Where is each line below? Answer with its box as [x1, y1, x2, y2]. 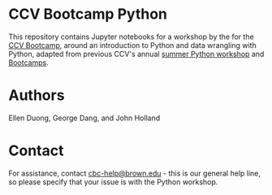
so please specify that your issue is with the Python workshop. [8, 176, 218, 187]
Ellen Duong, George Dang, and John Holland [8, 113, 161, 123]
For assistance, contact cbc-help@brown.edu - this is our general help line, [8, 168, 261, 178]
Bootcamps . [8, 58, 49, 67]
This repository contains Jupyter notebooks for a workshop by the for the [8, 32, 254, 41]
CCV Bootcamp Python [8, 5, 168, 24]
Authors [8, 86, 65, 105]
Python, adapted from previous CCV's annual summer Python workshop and [8, 49, 265, 58]
